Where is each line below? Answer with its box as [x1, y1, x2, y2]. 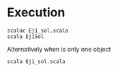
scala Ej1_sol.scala [7, 58, 66, 65]
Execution [7, 5, 65, 20]
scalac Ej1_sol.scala [7, 27, 69, 34]
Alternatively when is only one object [7, 45, 111, 53]
